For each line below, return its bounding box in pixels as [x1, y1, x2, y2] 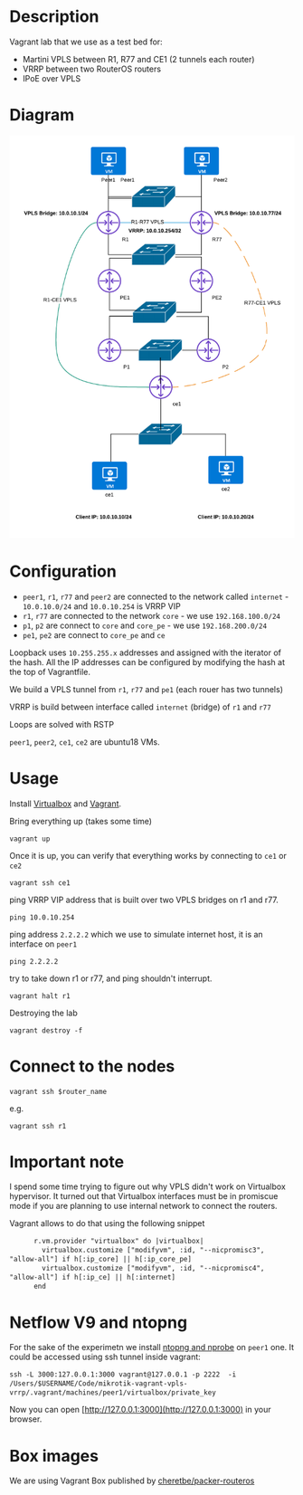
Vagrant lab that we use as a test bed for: [9, 36, 163, 47]
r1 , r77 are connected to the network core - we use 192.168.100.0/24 [22, 610, 280, 621]
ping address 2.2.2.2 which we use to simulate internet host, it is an [9, 928, 264, 939]
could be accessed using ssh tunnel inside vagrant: [9, 1351, 201, 1363]
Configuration [9, 561, 118, 581]
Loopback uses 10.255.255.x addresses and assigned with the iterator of [9, 647, 282, 658]
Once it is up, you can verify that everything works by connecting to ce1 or [9, 850, 287, 861]
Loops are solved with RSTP [9, 719, 115, 729]
